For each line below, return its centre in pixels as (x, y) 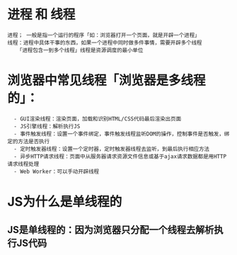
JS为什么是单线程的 (65, 202)
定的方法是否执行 (29, 141)
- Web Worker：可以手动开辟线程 (57, 171)
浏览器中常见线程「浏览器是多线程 (107, 80)
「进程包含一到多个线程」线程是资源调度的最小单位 (80, 50)
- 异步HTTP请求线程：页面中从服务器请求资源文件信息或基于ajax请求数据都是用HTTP (120, 157)
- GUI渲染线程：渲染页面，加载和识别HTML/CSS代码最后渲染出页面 (98, 119)
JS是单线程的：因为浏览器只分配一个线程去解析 (111, 230)
